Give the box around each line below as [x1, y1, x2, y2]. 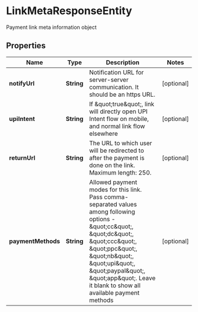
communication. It [89, 83, 139, 91]
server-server [89, 75, 128, 84]
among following [89, 208, 136, 216]
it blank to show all [89, 281, 141, 290]
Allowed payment [89, 178, 137, 186]
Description [105, 58, 140, 66]
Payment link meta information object [6, 24, 97, 31]
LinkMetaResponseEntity [6, 4, 133, 18]
